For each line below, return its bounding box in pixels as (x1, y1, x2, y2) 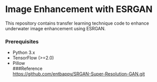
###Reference (12, 65, 43, 71)
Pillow (12, 60, 25, 66)
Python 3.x (12, 49, 35, 56)
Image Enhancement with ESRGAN (5, 4, 152, 15)
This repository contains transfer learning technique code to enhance (5, 20, 149, 26)
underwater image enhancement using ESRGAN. (5, 25, 106, 31)
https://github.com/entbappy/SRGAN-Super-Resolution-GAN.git (12, 71, 145, 77)
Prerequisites (5, 38, 39, 45)
